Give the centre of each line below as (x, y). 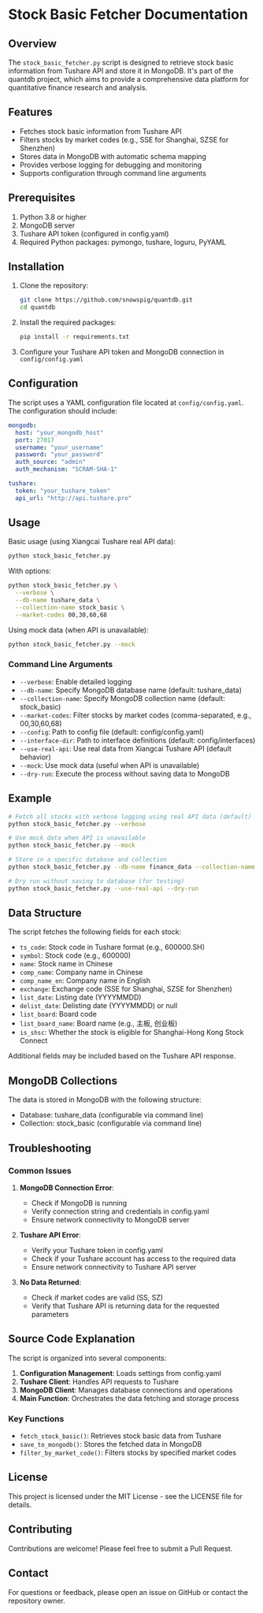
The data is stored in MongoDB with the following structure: (105, 1099)
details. (20, 1504)
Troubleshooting (50, 1148)
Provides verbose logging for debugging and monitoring (111, 165)
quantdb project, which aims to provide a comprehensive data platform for (129, 79)
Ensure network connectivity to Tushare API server (114, 1266)
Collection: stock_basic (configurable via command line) (111, 1123)
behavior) (35, 757)
